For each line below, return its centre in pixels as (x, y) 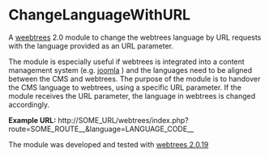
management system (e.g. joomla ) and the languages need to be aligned (130, 70)
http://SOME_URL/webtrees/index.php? (123, 120)
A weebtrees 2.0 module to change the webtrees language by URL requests (135, 37)
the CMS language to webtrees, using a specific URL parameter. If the (125, 87)
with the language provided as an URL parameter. (91, 45)
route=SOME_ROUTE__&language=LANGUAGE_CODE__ (101, 129)
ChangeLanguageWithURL (100, 15)
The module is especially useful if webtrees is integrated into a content (126, 62)
